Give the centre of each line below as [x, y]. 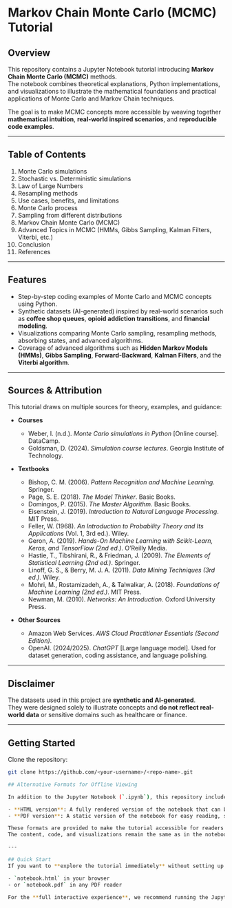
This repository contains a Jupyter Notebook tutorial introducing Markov [111, 69]
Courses [30, 420]
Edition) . [40, 641]
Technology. [46, 455]
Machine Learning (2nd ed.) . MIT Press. [85, 592]
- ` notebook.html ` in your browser [59, 878]
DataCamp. [44, 441]
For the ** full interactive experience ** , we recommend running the [108, 897]
